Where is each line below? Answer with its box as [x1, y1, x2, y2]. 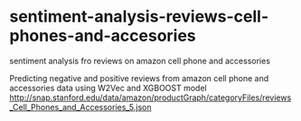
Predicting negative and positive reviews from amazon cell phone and [9, 72, 269, 83]
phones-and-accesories [9, 25, 196, 46]
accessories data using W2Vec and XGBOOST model [9, 82, 207, 93]
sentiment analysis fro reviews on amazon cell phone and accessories [9, 55, 271, 66]
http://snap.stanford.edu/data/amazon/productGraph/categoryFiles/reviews [9, 92, 292, 103]
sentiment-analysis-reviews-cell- [9, 6, 269, 27]
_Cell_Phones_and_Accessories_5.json [9, 101, 152, 112]
